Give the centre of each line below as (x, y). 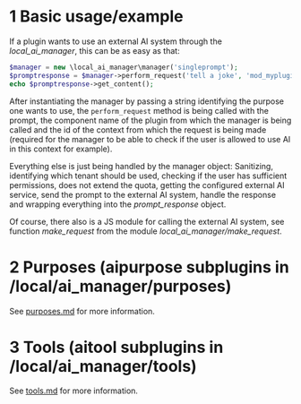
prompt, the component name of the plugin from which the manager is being (150, 120)
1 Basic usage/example (96, 17)
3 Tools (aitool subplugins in (116, 347)
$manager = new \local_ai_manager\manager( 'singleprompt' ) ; (124, 67)
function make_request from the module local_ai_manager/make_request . (146, 231)
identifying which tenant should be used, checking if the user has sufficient (148, 176)
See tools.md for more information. (74, 391)
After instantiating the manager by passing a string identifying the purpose (147, 101)
